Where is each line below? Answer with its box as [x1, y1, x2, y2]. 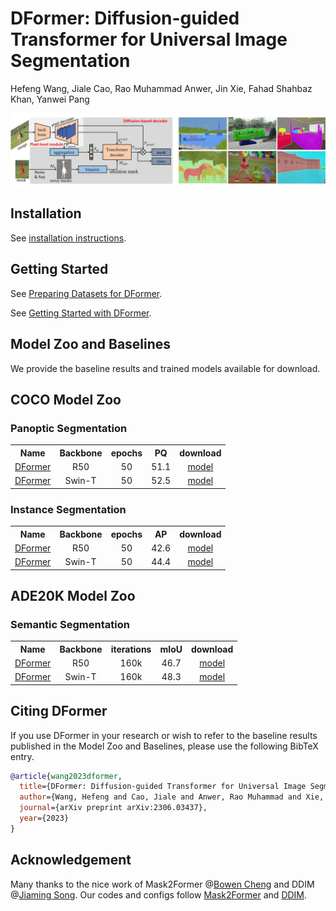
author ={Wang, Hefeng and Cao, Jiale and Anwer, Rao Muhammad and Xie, [19, 792, 325, 802]
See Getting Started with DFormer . [10, 307, 152, 319]
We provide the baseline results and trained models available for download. [10, 362, 321, 374]
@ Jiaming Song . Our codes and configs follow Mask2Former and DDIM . [10, 888, 308, 901]
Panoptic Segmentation [10, 421, 128, 435]
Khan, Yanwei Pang [10, 93, 90, 105]
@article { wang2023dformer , [10, 771, 123, 781]
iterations [110, 643, 152, 655]
